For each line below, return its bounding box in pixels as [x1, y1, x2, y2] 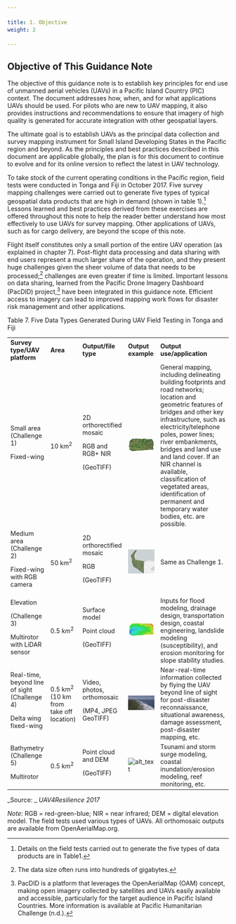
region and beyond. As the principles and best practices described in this [7, 145, 219, 154]
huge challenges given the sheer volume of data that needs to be [7, 263, 196, 271]
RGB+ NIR [82, 449, 111, 458]
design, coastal [160, 619, 205, 627]
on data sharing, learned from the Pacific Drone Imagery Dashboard [7, 279, 204, 287]
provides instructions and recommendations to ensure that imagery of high [7, 109, 224, 117]
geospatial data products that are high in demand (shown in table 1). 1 [7, 196, 206, 205]
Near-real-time [160, 666, 206, 674]
